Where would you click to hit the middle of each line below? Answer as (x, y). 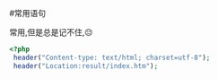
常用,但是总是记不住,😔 (51, 32)
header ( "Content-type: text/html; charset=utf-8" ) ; (112, 57)
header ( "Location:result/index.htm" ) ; (86, 66)
